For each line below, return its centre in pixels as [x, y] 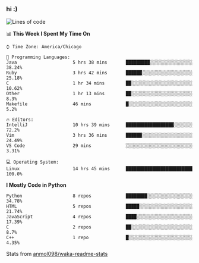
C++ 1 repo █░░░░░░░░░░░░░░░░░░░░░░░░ [99, 238]
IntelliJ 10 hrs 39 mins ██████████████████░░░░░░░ [99, 125]
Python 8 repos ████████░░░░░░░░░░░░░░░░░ [99, 196]
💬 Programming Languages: [38, 57]
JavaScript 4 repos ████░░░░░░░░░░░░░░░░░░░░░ [99, 217]
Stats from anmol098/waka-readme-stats [57, 254]
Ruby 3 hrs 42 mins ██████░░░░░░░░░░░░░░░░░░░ [99, 73]
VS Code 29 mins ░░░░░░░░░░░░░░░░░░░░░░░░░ [99, 146]
